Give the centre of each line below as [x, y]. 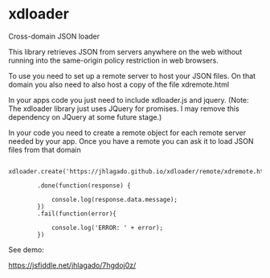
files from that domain [45, 149]
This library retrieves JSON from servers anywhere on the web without [125, 51]
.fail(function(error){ [77, 214]
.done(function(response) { [84, 186]
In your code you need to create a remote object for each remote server [127, 133]
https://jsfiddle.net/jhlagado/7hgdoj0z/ [72, 265]
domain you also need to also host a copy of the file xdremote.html [119, 84]
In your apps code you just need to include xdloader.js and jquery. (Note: [129, 100]
